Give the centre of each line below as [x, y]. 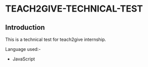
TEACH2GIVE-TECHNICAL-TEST [74, 9]
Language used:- [23, 49]
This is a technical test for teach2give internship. [56, 39]
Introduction [25, 27]
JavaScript [24, 59]
